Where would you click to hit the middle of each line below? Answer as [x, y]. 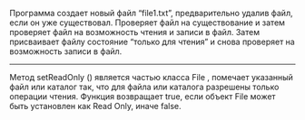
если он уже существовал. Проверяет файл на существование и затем [148, 23]
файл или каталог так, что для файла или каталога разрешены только [144, 87]
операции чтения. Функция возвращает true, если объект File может [143, 97]
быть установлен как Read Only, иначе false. [95, 106]
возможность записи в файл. [66, 51]
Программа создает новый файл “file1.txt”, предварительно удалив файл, [151, 13]
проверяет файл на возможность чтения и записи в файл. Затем [135, 32]
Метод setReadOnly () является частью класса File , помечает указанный [151, 77]
